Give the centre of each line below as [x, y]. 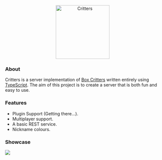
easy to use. [17, 90]
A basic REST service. [35, 124]
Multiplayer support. [33, 119]
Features [16, 103]
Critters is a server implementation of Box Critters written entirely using [77, 80]
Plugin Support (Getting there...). [45, 113]
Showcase [18, 142]
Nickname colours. [31, 129]
